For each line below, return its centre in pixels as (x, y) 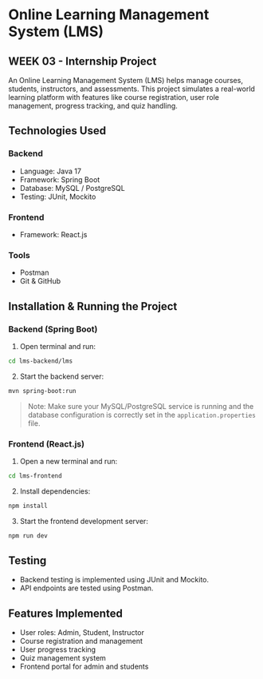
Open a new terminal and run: (69, 462)
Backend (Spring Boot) (53, 329)
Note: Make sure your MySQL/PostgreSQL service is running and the (141, 406)
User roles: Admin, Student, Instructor (82, 633)
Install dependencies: (55, 491)
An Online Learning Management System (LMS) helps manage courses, (126, 80)
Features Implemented (66, 613)
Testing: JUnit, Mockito (58, 197)
